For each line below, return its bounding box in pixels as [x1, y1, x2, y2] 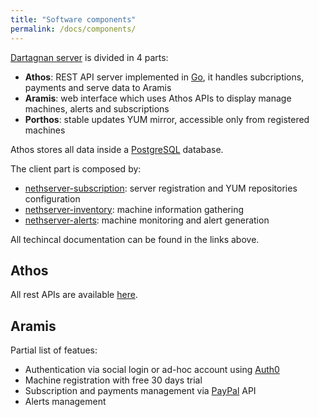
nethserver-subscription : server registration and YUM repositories [24, 182, 298, 194]
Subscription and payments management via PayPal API [24, 385, 257, 397]
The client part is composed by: [10, 162, 142, 175]
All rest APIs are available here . [10, 289, 138, 301]
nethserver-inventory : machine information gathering [24, 203, 245, 215]
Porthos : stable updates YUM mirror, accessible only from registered [24, 113, 310, 125]
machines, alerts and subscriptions [24, 102, 170, 115]
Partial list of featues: [10, 344, 98, 356]
